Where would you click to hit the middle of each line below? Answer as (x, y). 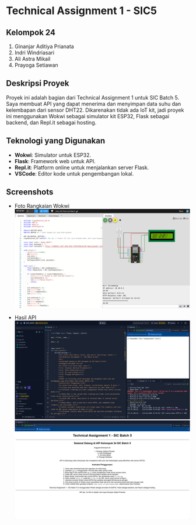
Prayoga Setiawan (36, 65)
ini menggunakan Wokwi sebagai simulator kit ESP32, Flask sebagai (88, 116)
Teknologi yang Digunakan (56, 141)
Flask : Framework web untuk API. (55, 161)
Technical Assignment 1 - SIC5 (82, 11)
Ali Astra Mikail (32, 59)
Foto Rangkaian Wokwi (42, 206)
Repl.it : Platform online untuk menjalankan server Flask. (82, 167)
